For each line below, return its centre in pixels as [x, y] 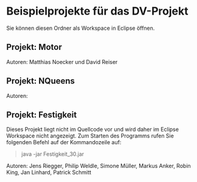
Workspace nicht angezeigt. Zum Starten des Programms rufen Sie [90, 136]
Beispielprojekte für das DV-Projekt [97, 11]
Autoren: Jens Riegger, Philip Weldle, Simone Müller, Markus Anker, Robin [99, 166]
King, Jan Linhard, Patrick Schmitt [49, 172]
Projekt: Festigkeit [42, 115]
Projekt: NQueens [40, 81]
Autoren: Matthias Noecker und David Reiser [62, 61]
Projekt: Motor [34, 47]
